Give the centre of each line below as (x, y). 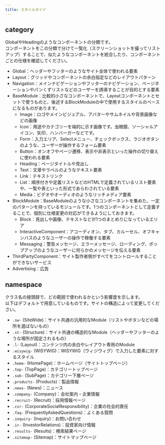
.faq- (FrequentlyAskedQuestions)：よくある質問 (62, 412)
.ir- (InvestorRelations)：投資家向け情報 (54, 425)
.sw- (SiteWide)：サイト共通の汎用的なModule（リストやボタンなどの (83, 320)
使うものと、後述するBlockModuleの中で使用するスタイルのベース (93, 102)
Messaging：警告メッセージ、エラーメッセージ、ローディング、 (84, 244)
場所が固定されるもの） (45, 338)
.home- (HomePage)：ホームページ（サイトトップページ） (71, 363)
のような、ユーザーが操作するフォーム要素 (63, 145)
